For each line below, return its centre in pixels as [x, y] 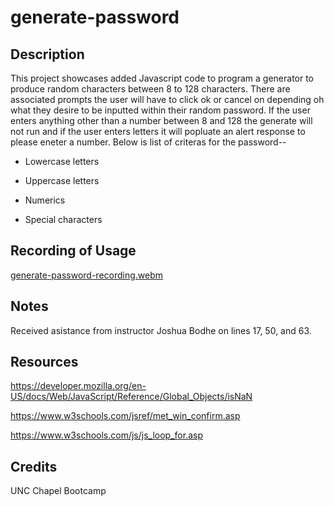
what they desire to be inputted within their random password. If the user [160, 110]
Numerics [45, 200]
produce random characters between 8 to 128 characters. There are [150, 89]
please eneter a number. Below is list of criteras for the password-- [148, 142]
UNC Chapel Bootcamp [58, 491]
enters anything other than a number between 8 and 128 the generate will [161, 120]
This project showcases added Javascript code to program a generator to [162, 78]
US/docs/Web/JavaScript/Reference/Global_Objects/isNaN [131, 397]
